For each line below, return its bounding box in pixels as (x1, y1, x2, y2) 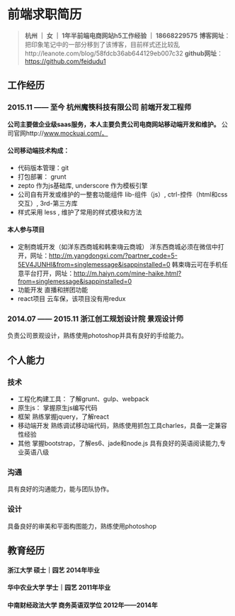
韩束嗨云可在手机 (171, 260, 222, 269)
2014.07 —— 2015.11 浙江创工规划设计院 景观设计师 (7, 314, 184, 324)
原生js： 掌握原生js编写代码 (17, 404, 98, 412)
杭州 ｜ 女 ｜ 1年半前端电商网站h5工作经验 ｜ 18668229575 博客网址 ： (24, 31, 231, 40)
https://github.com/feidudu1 (24, 57, 106, 65)
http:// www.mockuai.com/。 (25, 128, 108, 137)
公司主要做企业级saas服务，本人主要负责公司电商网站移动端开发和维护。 (7, 120, 220, 128)
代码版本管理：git (17, 163, 69, 172)
